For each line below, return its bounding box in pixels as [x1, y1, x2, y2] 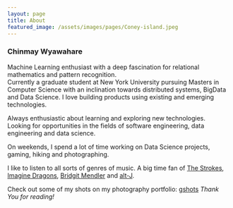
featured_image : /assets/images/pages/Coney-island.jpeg [7, 23, 179, 30]
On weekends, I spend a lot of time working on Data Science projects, [7, 142, 210, 151]
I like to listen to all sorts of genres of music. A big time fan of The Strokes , [7, 164, 225, 172]
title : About [7, 17, 46, 24]
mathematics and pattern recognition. [7, 70, 117, 78]
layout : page [7, 10, 46, 18]
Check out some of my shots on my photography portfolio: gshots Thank [7, 185, 219, 193]
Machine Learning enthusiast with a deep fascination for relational [7, 63, 200, 71]
